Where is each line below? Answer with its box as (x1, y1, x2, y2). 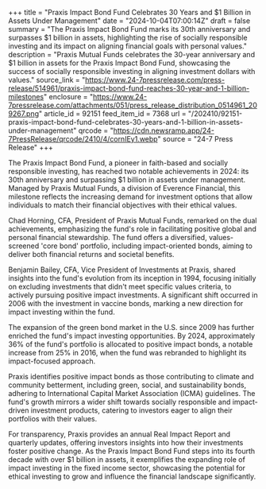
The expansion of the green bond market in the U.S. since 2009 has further (8, 323, 255, 332)
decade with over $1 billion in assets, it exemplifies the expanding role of (8, 455, 246, 464)
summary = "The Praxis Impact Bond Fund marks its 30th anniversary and (8, 25, 251, 33)
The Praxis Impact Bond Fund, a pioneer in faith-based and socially (8, 158, 229, 167)
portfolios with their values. (8, 414, 98, 423)
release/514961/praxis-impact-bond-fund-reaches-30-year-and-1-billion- (8, 83, 250, 93)
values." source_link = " (8, 76, 86, 84)
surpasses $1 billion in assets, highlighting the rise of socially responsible (8, 33, 248, 42)
